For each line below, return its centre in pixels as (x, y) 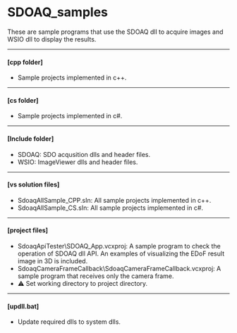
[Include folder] (31, 139)
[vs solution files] (34, 184)
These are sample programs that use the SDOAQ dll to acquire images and (115, 32)
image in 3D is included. (53, 260)
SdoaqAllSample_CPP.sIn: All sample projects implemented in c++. (114, 200)
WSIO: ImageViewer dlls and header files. (78, 162)
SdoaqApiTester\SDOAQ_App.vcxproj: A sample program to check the (119, 246)
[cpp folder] (25, 62)
